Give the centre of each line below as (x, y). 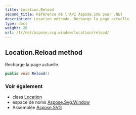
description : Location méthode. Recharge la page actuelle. (68, 19)
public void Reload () (27, 74)
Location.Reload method (44, 53)
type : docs (16, 23)
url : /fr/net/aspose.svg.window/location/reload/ (57, 33)
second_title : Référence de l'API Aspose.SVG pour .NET (64, 14)
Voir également (24, 86)
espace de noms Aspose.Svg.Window (51, 102)
